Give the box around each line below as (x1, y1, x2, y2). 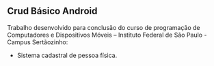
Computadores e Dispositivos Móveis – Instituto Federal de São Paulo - (7, 31, 207, 39)
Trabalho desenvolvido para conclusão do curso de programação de (7, 23, 200, 31)
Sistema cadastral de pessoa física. (16, 51, 118, 59)
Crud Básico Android (7, 5, 98, 17)
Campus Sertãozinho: (7, 37, 68, 46)
